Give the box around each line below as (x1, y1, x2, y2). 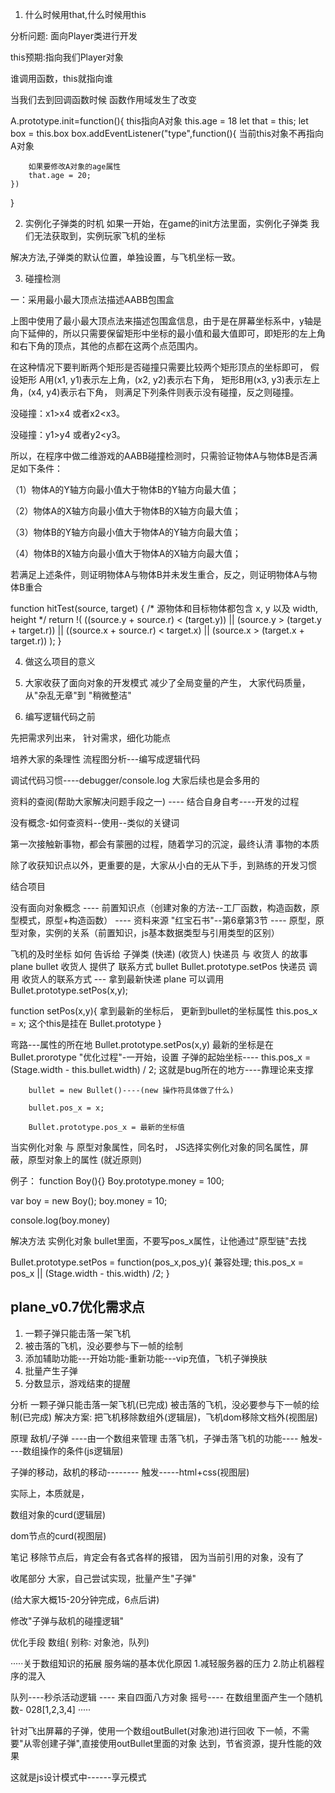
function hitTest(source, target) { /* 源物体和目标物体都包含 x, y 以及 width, (10, 603, 319, 614)
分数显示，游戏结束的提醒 (24, 1377, 131, 1389)
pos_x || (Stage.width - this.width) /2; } (10, 1268, 170, 1279)
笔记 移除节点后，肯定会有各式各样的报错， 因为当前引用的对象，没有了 (10, 1551, 305, 1563)
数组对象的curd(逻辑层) (10, 1508, 107, 1520)
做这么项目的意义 (24, 656, 96, 667)
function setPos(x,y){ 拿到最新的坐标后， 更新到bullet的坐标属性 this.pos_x (10, 1005, 318, 1017)
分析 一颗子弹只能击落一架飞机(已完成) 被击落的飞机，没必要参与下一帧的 (10, 1398, 312, 1410)
